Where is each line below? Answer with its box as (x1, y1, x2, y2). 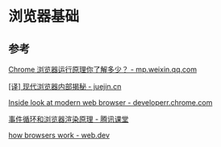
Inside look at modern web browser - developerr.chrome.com (8, 98, 213, 107)
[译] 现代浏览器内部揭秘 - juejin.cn (8, 82, 122, 91)
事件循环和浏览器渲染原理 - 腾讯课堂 (8, 114, 129, 124)
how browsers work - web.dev (8, 130, 110, 140)
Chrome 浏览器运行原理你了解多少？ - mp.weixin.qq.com (8, 65, 198, 74)
